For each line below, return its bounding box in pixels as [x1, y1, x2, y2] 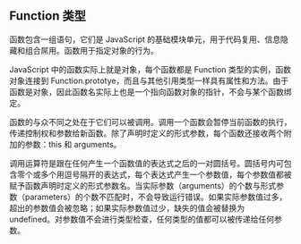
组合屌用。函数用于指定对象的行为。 [24, 45, 159, 55]
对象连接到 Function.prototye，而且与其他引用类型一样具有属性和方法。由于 [9, 75, 289, 86]
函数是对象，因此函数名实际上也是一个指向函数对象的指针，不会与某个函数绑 [9, 86, 292, 97]
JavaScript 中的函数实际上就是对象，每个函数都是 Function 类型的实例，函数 [9, 63, 292, 74]
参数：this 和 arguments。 [24, 139, 122, 149]
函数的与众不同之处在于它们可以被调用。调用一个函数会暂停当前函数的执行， [9, 116, 292, 127]
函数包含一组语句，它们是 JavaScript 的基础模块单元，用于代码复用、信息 [9, 34, 281, 45]
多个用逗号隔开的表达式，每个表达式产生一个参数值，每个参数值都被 [39, 169, 292, 180]
